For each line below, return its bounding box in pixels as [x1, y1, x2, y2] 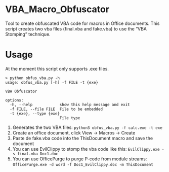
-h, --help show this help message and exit [10, 102, 130, 107]
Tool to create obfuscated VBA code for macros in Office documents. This [5, 20, 160, 26]
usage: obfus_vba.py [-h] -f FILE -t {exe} [5, 80, 99, 85]
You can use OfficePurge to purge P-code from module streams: [12, 156, 147, 162]
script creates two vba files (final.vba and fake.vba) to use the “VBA [5, 25, 147, 31]
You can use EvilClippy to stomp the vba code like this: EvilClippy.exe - [12, 146, 164, 152]
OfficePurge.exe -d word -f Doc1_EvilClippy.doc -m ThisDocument [12, 162, 153, 167]
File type [59, 115, 80, 120]
